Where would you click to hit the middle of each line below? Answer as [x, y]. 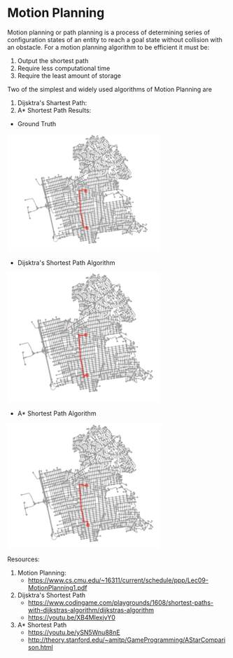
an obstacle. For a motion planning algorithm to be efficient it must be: [108, 47]
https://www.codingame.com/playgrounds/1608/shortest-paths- [120, 602]
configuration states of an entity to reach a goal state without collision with [115, 39]
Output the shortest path [53, 60]
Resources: [23, 559]
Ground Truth [37, 123]
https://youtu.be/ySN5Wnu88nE [74, 632]
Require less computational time [64, 68]
